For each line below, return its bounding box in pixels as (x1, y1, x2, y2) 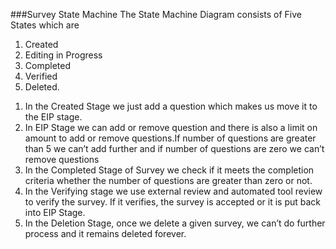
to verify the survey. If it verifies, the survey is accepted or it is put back (24, 196, 322, 208)
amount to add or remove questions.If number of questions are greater (24, 132, 317, 144)
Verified (24, 70, 58, 82)
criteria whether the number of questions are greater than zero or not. (24, 175, 313, 186)
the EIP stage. (24, 111, 83, 123)
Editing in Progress (24, 49, 103, 61)
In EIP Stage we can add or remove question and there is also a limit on (24, 122, 318, 133)
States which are (10, 19, 80, 31)
